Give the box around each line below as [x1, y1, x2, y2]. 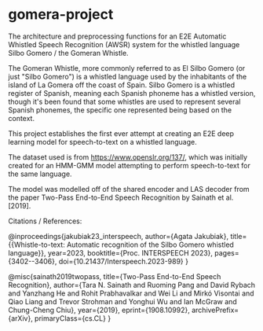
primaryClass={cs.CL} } [34, 313, 111, 323]
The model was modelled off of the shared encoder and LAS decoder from [8, 184, 250, 193]
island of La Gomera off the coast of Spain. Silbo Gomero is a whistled [8, 80, 236, 90]
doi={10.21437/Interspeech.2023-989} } [58, 256, 188, 266]
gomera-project [8, 6, 114, 24]
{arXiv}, [8, 313, 33, 323]
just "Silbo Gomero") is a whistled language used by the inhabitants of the [8, 72, 247, 81]
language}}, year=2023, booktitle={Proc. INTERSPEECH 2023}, [8, 248, 214, 257]
